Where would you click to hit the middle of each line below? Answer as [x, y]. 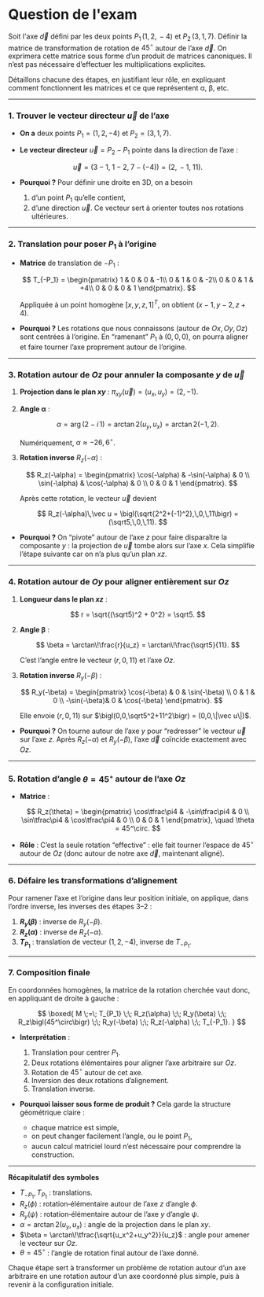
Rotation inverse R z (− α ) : [61, 459]
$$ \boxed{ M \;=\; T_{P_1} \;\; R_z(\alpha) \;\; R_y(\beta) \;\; [132, 1013]
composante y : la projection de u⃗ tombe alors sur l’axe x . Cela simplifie [137, 546]
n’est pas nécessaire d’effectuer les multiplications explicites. [107, 64]
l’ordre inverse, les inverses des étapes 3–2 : [80, 906]
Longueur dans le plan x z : [63, 599]
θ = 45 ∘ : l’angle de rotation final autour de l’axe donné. [109, 1252]
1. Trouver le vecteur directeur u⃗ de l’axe [89, 116]
